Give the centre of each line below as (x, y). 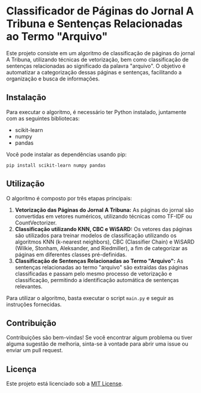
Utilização (25, 184)
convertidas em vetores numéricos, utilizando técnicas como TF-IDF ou (103, 216)
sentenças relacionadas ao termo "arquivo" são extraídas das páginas (101, 267)
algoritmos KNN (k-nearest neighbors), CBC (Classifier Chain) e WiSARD (105, 242)
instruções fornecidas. (34, 304)
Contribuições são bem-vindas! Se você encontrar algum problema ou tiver (100, 338)
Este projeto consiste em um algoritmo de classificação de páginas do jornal (100, 53)
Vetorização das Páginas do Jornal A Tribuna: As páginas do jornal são (104, 210)
